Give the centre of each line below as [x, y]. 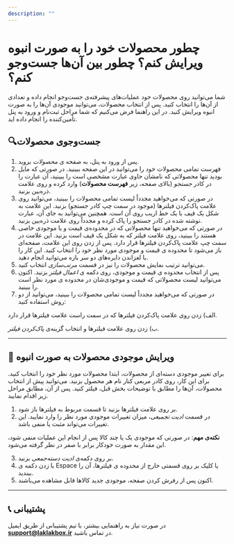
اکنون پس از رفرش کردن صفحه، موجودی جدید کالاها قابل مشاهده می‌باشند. [116, 480]
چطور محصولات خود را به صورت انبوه [104, 48]
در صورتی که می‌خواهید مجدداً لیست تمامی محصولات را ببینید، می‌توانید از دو [116, 294]
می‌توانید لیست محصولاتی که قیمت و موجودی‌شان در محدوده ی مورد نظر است [119, 280]
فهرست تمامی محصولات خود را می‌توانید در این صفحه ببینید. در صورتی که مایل [119, 169]
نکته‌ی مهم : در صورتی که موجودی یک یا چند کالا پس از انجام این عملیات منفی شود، [114, 437]
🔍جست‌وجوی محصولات [55, 141]
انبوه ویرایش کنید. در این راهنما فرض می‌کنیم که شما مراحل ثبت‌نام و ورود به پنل [111, 111]
